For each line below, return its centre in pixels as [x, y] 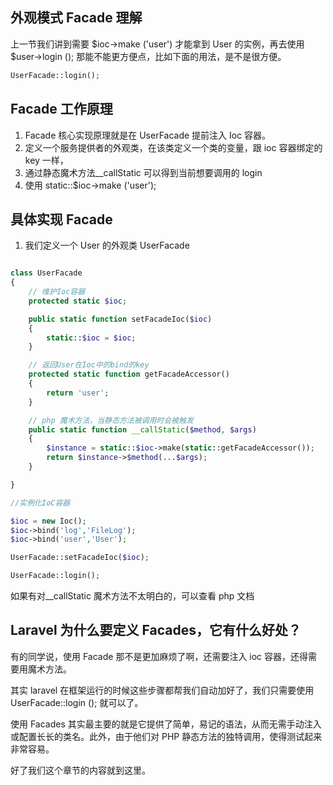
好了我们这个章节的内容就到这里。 [80, 770]
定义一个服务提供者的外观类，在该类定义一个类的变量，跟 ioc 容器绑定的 [173, 147]
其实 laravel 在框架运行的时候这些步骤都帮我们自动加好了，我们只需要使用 [162, 690]
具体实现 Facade [61, 219]
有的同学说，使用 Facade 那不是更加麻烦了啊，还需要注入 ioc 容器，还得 [159, 656]
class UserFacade [46, 273]
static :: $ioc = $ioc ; [91, 338]
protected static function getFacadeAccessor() [129, 374]
